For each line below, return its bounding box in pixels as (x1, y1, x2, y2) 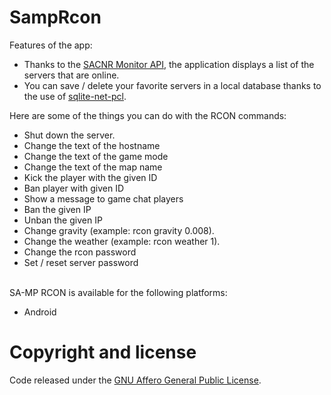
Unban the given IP (23, 214, 103, 226)
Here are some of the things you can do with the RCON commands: (9, 109, 287, 121)
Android (23, 306, 57, 318)
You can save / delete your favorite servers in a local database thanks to (23, 79, 322, 91)
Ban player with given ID (23, 182, 125, 194)
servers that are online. (23, 69, 120, 81)
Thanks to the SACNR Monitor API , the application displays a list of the (23, 58, 315, 70)
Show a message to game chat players (23, 192, 184, 205)
